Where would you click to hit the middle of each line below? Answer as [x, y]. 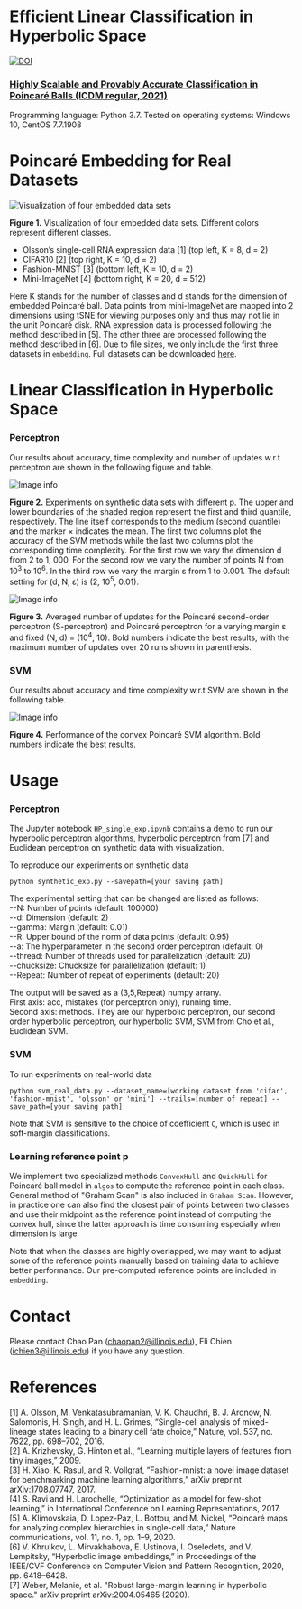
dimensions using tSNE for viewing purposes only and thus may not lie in [145, 316]
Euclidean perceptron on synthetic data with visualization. [117, 848]
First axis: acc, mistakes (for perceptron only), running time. [120, 1002]
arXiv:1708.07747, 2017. [53, 1489]
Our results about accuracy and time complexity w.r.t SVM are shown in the [149, 690]
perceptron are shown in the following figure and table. [111, 467]
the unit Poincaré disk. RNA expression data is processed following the [141, 325]
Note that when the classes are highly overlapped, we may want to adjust [146, 1251]
